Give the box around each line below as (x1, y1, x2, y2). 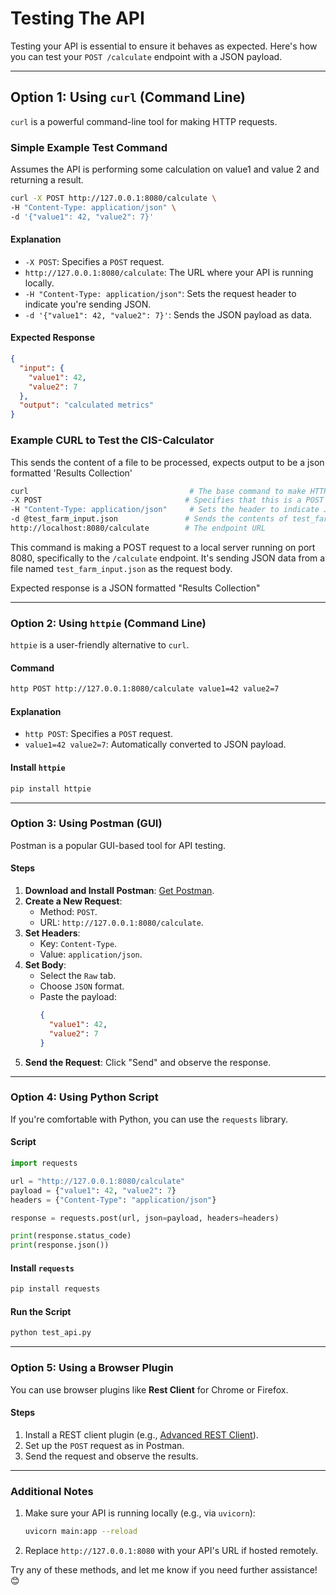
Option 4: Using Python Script (10, 1090, 159, 1104)
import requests (10, 1158, 78, 1169)
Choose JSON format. (39, 980, 125, 992)
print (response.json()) (10, 1240, 110, 1251)
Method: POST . (39, 906, 98, 918)
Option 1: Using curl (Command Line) (10, 89, 246, 106)
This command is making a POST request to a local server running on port (10, 541, 316, 553)
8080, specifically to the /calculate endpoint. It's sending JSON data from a (10, 552, 326, 564)
